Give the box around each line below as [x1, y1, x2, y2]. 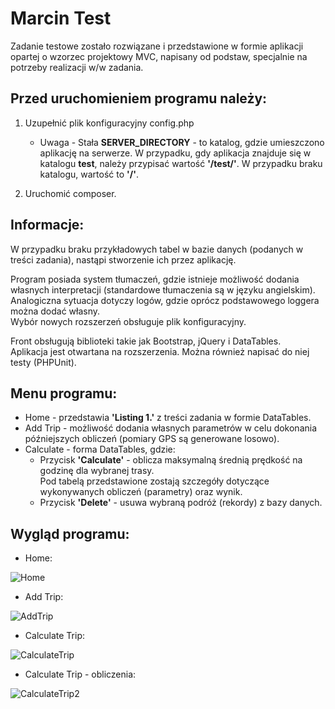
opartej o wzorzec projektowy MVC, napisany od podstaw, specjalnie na [10, 50, 308, 62]
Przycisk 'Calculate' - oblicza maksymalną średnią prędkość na [39, 454, 303, 466]
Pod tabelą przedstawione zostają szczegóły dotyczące [39, 475, 270, 487]
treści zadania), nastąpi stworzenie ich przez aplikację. [10, 253, 237, 266]
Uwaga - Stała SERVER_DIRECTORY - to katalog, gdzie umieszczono [39, 136, 325, 148]
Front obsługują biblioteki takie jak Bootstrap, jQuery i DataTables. [10, 335, 282, 347]
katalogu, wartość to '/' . [39, 168, 139, 180]
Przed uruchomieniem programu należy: [10, 90, 268, 107]
